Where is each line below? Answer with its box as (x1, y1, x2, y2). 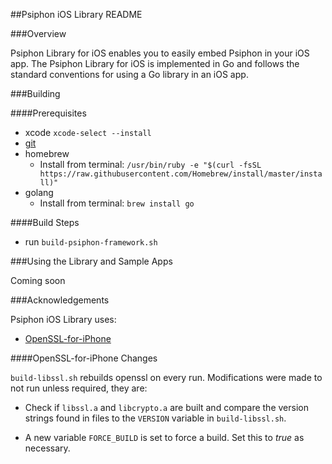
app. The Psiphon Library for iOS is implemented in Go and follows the (10, 58, 300, 69)
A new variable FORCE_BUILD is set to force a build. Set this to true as (24, 432, 305, 443)
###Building (10, 88, 61, 99)
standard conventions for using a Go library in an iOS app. (10, 69, 249, 80)
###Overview (10, 28, 67, 39)
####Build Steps (10, 217, 80, 228)
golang (24, 187, 54, 198)
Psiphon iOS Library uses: (10, 314, 117, 325)
